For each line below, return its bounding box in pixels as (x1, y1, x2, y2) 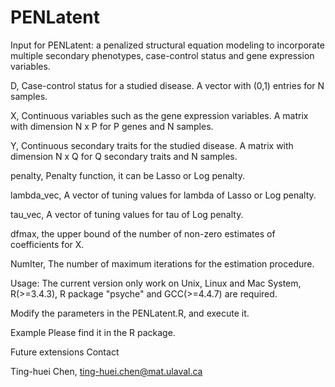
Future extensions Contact (10, 346, 120, 358)
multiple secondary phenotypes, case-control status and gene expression (10, 49, 315, 61)
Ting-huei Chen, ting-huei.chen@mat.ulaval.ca (10, 365, 203, 377)
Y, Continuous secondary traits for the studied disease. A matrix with (10, 139, 294, 151)
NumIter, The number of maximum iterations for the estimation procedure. (10, 257, 315, 270)
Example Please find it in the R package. (10, 326, 176, 338)
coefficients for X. (10, 238, 85, 250)
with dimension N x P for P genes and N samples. (10, 120, 214, 132)
